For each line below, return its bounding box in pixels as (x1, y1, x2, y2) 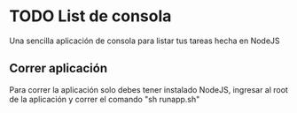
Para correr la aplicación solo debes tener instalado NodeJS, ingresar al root (9, 84, 288, 94)
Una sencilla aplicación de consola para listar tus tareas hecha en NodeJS (9, 35, 281, 46)
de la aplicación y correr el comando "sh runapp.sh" (9, 94, 200, 104)
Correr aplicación (9, 61, 108, 76)
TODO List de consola (9, 6, 172, 26)
